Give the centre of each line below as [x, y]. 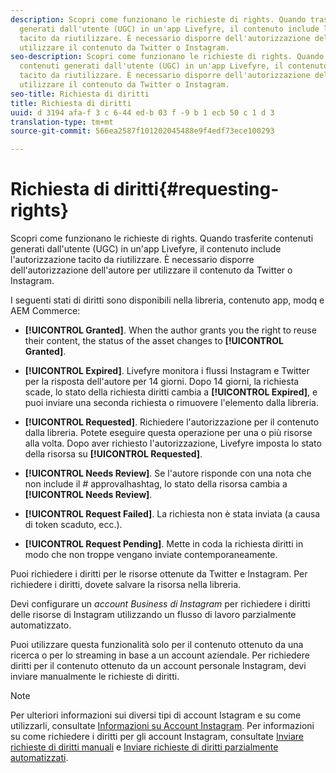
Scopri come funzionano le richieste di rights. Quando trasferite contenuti [162, 238]
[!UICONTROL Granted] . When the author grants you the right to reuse [170, 330]
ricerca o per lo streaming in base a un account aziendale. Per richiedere [160, 655]
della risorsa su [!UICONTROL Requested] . [113, 454]
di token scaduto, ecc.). [73, 525]
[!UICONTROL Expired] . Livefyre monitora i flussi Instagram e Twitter [167, 371]
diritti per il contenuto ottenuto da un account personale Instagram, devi [158, 666]
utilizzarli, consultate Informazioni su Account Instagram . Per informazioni [162, 726]
